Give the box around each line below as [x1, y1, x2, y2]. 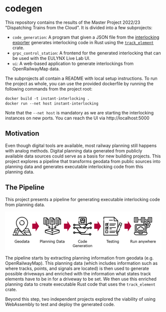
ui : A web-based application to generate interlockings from [12, 60, 134, 66]
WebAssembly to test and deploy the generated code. [5, 302, 115, 308]
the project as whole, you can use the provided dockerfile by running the [5, 80, 154, 87]
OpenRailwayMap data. [12, 65, 60, 72]
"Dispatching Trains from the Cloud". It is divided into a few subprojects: [5, 24, 153, 30]
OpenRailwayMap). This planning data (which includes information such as [5, 260, 158, 266]
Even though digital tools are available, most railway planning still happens [5, 142, 157, 149]
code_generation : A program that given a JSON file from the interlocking [12, 34, 160, 40]
